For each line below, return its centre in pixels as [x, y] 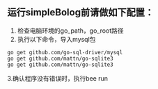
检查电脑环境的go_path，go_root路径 [70, 31]
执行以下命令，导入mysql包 [56, 39]
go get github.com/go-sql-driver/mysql [65, 52]
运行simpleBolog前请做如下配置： [81, 13]
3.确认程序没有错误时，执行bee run [58, 78]
